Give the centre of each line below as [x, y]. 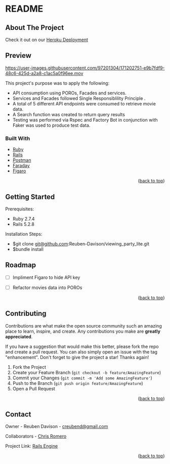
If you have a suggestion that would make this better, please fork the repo [82, 346]
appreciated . [19, 336]
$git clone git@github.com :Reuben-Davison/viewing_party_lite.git [81, 243]
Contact [18, 415]
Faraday [21, 166]
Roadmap [21, 265]
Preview [18, 56]
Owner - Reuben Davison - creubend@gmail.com [57, 426]
